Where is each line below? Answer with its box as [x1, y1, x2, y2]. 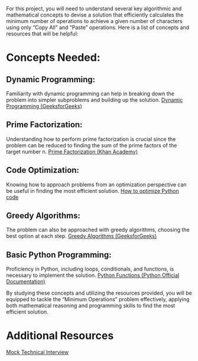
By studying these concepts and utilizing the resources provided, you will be [6, 289, 192, 296]
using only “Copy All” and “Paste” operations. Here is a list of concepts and [6, 24, 190, 31]
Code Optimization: [6, 165, 80, 175]
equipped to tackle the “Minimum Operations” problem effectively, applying [6, 296, 190, 303]
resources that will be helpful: [6, 30, 79, 37]
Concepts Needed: [6, 51, 100, 65]
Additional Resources [6, 329, 114, 343]
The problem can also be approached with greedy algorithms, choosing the [6, 226, 190, 233]
